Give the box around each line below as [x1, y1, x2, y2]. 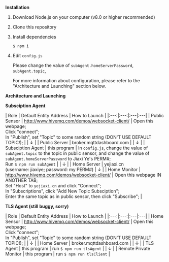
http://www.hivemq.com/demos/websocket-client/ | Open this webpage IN [5, 172, 161, 178]
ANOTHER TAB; [5, 177, 38, 183]
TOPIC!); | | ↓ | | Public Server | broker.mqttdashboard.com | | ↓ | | [5, 140, 145, 145]
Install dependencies [12, 34, 57, 40]
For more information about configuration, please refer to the [12, 78, 141, 83]
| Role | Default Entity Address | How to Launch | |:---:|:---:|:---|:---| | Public [5, 113, 164, 118]
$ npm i [12, 44, 29, 49]
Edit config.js [12, 53, 43, 58]
